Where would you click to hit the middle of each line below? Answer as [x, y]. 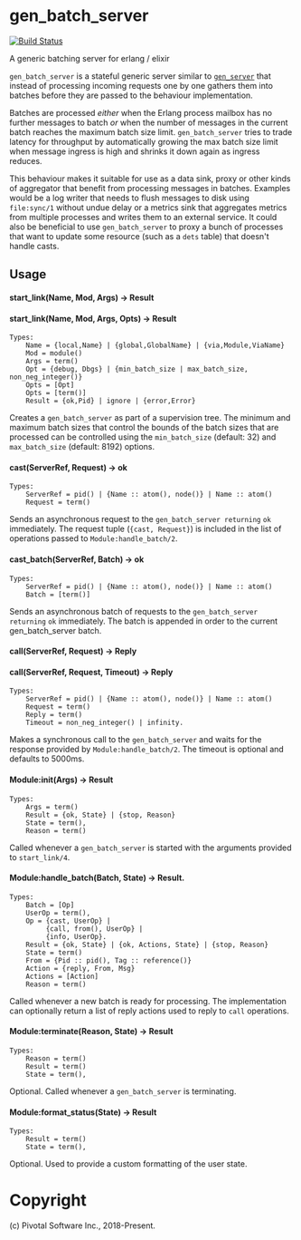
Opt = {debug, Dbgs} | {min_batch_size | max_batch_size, [137, 369]
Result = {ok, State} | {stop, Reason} [101, 815]
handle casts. [34, 246]
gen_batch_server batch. [56, 630]
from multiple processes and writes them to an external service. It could [143, 217]
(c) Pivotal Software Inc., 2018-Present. [83, 1225]
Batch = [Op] [50, 905]
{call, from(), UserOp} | [94, 929]
